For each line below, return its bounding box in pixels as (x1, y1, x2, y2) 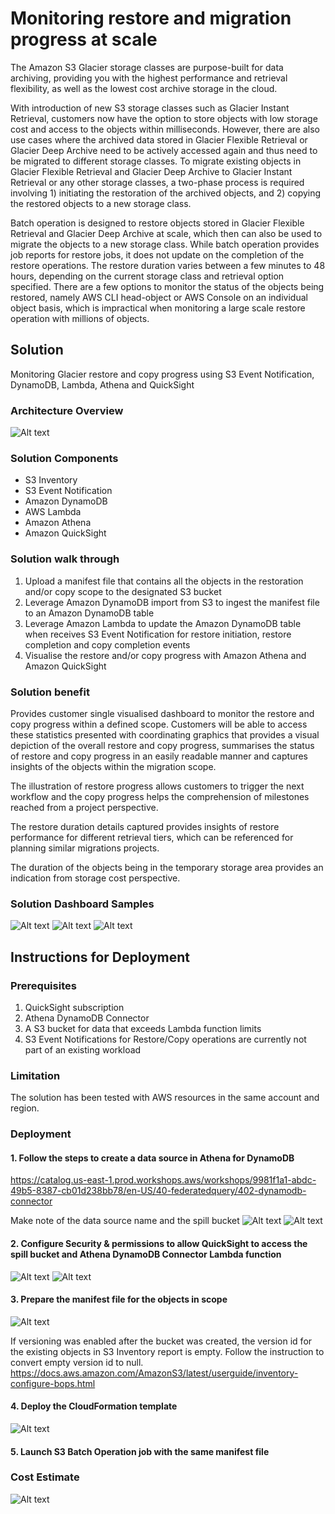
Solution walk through (10, 552, 120, 566)
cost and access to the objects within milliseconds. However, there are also (10, 123, 320, 135)
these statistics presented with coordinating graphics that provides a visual (10, 728, 320, 741)
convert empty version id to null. (10, 1356, 144, 1368)
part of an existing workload (24, 1043, 142, 1056)
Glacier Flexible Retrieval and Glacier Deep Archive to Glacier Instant (10, 165, 293, 177)
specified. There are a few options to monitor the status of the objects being (10, 280, 325, 292)
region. (10, 1102, 40, 1114)
